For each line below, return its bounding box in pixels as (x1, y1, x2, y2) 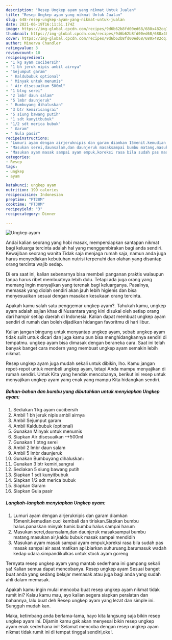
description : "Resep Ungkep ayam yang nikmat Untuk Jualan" (6, 7, 137, 13)
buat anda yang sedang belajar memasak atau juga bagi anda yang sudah (6, 571, 161, 577)
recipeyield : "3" (6, 206, 43, 212)
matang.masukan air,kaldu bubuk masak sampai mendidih (13, 534, 135, 540)
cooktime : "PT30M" (6, 202, 45, 207)
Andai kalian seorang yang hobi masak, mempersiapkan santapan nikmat (6, 239, 160, 245)
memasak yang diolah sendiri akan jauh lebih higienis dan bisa (6, 287, 137, 293)
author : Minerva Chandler (6, 41, 61, 46)
